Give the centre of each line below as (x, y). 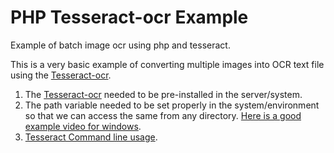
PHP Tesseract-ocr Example (129, 17)
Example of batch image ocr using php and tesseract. (120, 45)
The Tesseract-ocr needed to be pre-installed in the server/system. (163, 94)
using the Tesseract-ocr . (61, 75)
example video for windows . (83, 126)
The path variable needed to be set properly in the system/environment (172, 105)
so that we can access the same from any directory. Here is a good (163, 115)
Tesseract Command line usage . (91, 137)
